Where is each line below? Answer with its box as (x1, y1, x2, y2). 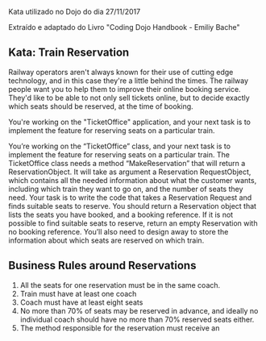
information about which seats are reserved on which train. (8, 235, 205, 245)
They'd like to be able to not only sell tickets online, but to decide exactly (8, 93, 250, 102)
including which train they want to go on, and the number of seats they (8, 184, 243, 193)
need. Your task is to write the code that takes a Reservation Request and (8, 193, 252, 202)
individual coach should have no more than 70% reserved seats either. (19, 314, 255, 324)
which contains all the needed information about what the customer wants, (8, 175, 257, 185)
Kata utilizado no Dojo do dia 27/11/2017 (8, 7, 141, 16)
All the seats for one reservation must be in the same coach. (19, 280, 221, 289)
